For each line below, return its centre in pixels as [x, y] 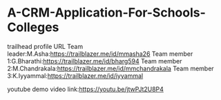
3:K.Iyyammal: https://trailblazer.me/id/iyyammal [75, 76]
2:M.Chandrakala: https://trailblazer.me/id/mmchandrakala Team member [110, 68]
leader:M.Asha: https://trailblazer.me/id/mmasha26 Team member [100, 54]
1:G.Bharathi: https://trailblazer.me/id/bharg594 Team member [95, 61]
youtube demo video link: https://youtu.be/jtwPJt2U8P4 [86, 89]
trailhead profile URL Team [45, 46]
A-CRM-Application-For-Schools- [106, 13]
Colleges [33, 27]
